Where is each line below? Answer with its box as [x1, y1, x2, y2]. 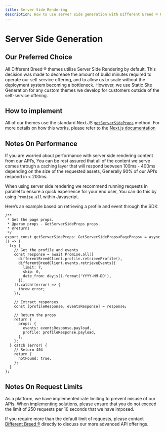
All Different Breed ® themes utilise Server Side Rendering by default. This [5, 66, 156, 72]
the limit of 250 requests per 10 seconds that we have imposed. [5, 406, 134, 412]
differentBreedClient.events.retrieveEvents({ [18, 261, 116, 266]
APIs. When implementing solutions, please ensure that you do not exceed [5, 401, 157, 407]
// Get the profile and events [14, 248, 79, 253]
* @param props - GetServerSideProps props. [7, 221, 100, 227]
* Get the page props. [7, 217, 54, 222]
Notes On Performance [5, 139, 78, 148]
